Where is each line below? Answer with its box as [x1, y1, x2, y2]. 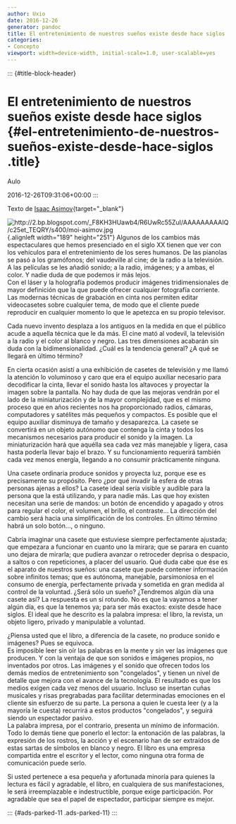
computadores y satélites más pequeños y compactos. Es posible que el [7, 410, 218, 418]
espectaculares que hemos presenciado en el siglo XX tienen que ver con [7, 241, 222, 249]
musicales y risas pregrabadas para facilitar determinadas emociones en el [7, 691, 225, 699]
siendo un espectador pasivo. [7, 713, 94, 722]
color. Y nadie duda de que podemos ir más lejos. [7, 270, 151, 279]
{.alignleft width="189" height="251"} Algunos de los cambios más [7, 233, 201, 241]
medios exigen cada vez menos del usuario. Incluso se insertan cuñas [7, 684, 211, 692]
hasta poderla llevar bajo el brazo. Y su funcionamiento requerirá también [7, 447, 221, 456]
